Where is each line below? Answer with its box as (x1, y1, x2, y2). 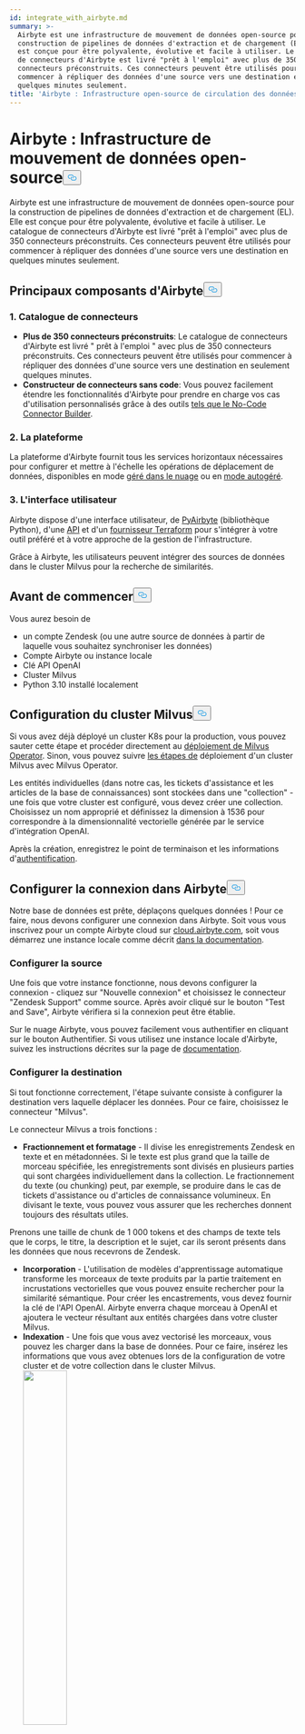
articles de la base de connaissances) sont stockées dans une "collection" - (9, 787, 294, 798)
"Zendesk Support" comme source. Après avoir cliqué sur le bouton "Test (9, 997, 286, 1008)
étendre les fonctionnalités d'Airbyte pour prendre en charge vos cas (22, 389, 280, 400)
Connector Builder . (22, 408, 93, 419)
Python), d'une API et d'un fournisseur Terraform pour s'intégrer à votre (9, 523, 279, 534)
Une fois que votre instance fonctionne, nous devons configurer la (9, 978, 257, 989)
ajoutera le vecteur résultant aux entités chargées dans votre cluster (22, 1311, 279, 1322)
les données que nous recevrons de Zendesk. (9, 1246, 181, 1257)
